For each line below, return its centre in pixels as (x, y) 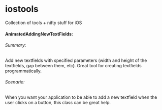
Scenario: (15, 82)
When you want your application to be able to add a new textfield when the (81, 97)
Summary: (16, 45)
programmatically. (23, 71)
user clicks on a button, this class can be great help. (58, 102)
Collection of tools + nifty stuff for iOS (44, 23)
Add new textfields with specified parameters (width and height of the (76, 60)
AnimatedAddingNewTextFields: (39, 34)
